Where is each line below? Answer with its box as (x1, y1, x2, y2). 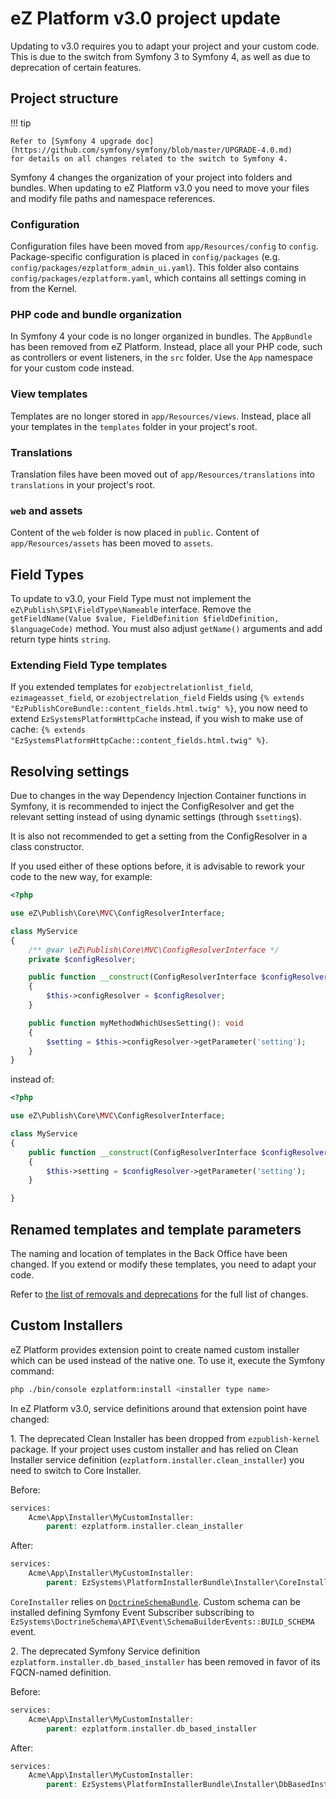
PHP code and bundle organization (10, 307, 183, 321)
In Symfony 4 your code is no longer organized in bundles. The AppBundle (10, 330, 313, 342)
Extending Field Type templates (10, 658, 168, 672)
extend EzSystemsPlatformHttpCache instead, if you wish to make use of (10, 713, 304, 725)
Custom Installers (10, 1317, 123, 1334)
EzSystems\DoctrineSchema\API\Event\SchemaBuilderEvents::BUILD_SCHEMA (10, 1617, 315, 1627)
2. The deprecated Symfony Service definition (10, 1645, 201, 1657)
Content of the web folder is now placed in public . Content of (10, 527, 260, 539)
